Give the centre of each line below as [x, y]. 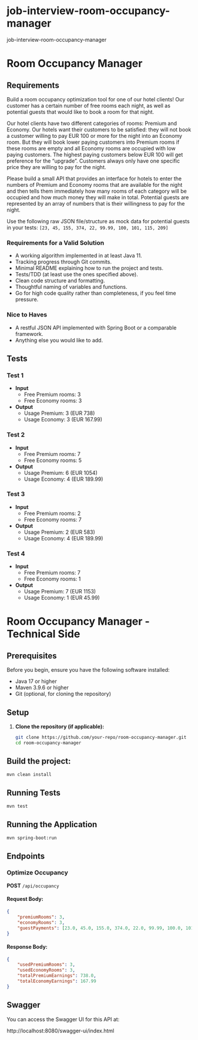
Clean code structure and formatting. [60, 280]
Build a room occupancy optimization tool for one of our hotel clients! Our [95, 99]
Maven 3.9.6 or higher [42, 688]
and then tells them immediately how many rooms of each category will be [97, 191]
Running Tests [33, 793]
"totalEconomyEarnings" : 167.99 [57, 981]
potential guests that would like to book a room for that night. [80, 112]
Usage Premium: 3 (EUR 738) [59, 413]
